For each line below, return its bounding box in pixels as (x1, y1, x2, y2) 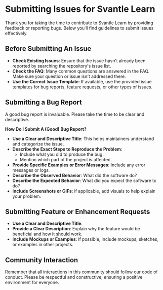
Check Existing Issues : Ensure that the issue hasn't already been (12, 58, 146, 64)
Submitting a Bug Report (5, 98, 82, 107)
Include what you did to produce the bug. (19, 151, 104, 157)
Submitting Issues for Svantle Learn (5, 3, 156, 15)
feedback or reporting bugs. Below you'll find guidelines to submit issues (5, 25, 154, 31)
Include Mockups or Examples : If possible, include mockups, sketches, (12, 236, 159, 242)
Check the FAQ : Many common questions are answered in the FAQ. (12, 68, 150, 74)
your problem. (12, 193, 41, 199)
